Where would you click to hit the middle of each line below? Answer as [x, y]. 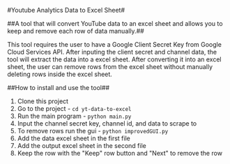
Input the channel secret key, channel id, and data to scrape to [107, 124]
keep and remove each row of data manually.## [76, 31]
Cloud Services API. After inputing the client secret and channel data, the [112, 52]
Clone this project [43, 101]
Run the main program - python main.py [74, 116]
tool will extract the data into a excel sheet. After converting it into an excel [114, 59]
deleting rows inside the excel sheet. [60, 74]
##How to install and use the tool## [59, 88]
